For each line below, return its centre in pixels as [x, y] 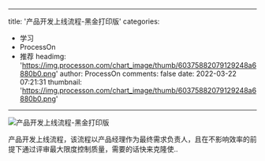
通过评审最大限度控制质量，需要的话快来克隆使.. [100, 149]
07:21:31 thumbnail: [51, 82]
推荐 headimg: [43, 56]
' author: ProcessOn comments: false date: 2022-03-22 [146, 73]
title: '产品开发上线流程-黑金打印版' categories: [84, 21]
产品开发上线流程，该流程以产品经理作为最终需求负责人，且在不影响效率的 [129, 139]
